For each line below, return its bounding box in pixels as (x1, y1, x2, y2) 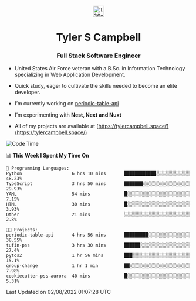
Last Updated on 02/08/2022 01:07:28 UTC (6, 289, 111, 296)
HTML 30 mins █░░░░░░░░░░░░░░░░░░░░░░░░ (6, 201, 191, 207)
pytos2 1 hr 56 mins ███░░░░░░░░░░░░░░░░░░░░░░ (6, 252, 191, 259)
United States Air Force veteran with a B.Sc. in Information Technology (14, 65, 185, 72)
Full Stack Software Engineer (56, 52, 141, 60)
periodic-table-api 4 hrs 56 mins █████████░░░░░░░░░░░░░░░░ (6, 232, 191, 238)
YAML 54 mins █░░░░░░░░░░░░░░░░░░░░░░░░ (6, 191, 191, 197)
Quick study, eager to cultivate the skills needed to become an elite (14, 83, 178, 90)
